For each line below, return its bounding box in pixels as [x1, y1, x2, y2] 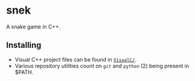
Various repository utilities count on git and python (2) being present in [14, 62, 189, 69]
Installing [6, 40, 42, 50]
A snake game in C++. [6, 23, 61, 30]
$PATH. [14, 69, 34, 76]
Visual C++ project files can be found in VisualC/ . [14, 56, 137, 63]
